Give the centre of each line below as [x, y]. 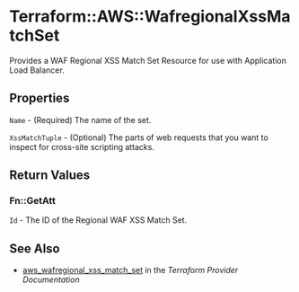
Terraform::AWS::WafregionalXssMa [150, 17]
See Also [35, 248]
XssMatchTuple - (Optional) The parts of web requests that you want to [139, 137]
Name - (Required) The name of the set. [80, 119]
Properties [40, 98]
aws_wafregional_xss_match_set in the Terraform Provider [130, 270]
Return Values [50, 176]
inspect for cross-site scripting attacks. [82, 146]
